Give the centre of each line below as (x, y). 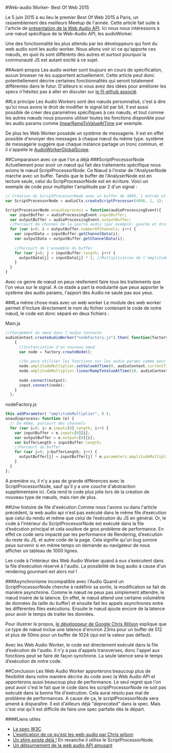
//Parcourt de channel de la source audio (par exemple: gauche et (83, 224)
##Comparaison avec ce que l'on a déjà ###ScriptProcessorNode (75, 159)
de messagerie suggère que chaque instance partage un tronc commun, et (84, 144)
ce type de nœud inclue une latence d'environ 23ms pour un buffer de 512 (84, 629)
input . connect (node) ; (42, 385)
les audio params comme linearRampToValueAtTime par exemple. (74, 123)
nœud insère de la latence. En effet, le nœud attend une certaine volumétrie (85, 598)
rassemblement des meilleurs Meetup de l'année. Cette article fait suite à (82, 23)
